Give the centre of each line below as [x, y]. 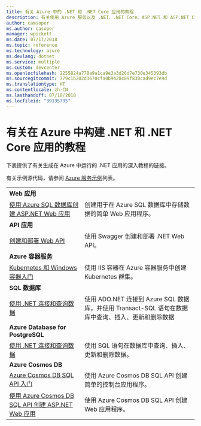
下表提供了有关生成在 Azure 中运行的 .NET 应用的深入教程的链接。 [88, 165]
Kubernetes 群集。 [111, 276]
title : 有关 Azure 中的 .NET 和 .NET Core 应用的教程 [70, 12]
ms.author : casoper [31, 28]
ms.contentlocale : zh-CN [37, 90]
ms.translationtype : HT [36, 84]
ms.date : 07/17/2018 [32, 40]
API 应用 [21, 225]
